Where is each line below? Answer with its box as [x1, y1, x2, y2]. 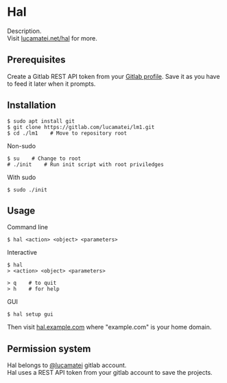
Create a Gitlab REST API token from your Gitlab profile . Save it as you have [7, 72, 221, 80]
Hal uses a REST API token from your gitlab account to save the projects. [7, 369, 213, 377]
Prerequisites [7, 54, 66, 66]
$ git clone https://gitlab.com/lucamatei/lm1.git [7, 124, 155, 130]
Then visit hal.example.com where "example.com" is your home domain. [7, 323, 212, 332]
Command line [7, 223, 49, 231]
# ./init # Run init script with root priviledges [7, 161, 165, 168]
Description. [7, 27, 42, 35]
